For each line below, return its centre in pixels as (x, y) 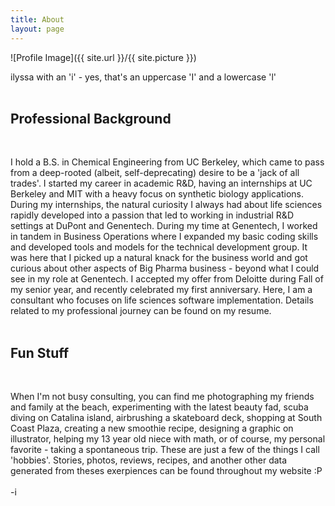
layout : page (37, 29)
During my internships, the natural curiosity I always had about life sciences (166, 205)
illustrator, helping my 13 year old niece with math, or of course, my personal (168, 439)
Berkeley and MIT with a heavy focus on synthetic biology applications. (157, 194)
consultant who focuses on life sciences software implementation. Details (162, 300)
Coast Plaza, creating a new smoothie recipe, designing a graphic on (152, 428)
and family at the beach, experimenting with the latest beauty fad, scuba (159, 407)
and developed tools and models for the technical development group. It (159, 247)
